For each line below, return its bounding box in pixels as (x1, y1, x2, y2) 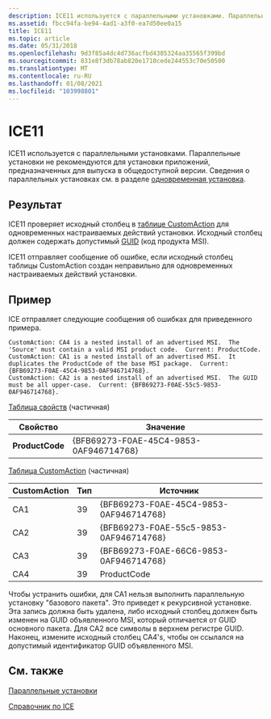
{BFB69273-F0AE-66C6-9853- (99, 545, 229, 556)
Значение (145, 421, 186, 433)
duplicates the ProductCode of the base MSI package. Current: (8, 359, 229, 368)
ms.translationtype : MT (8, 65, 89, 73)
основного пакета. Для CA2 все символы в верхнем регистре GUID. (8, 624, 244, 633)
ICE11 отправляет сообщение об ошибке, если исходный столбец (8, 252, 233, 262)
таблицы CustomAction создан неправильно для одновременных (8, 260, 233, 271)
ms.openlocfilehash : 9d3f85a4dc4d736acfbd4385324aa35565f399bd (8, 49, 226, 57)
